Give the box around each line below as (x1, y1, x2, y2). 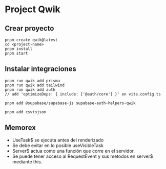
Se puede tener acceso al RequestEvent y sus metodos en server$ (12, 153, 153, 159)
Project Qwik (5, 4, 61, 15)
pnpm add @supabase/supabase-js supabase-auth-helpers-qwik (5, 101, 136, 106)
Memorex (5, 124, 36, 132)
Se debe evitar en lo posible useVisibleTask (12, 142, 103, 149)
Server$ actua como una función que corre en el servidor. (12, 148, 135, 154)
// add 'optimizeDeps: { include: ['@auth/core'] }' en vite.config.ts (5, 91, 161, 96)
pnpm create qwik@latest (5, 37, 58, 42)
